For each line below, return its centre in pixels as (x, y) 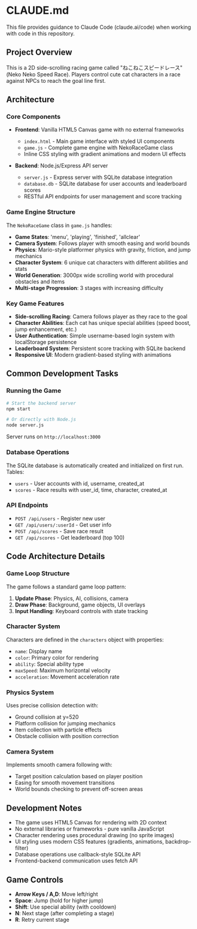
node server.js (25, 425)
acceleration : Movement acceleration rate (67, 677)
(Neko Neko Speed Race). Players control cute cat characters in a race (93, 74)
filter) (22, 848)
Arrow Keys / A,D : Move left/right (56, 894)
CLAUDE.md (38, 11)
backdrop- (178, 842)
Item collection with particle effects (58, 730)
